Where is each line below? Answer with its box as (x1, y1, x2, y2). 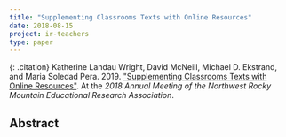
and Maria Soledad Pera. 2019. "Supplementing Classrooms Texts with (9, 72, 267, 82)
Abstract (9, 116, 60, 131)
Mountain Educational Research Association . (9, 90, 175, 101)
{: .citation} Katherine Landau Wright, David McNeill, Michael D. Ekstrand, (9, 62, 278, 72)
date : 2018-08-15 (9, 21, 74, 30)
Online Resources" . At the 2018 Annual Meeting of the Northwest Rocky (9, 80, 272, 91)
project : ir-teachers (9, 29, 90, 38)
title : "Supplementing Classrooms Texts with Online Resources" (9, 12, 252, 22)
